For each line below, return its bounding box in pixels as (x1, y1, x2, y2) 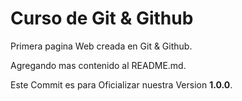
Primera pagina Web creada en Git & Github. (10, 40, 193, 52)
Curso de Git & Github (10, 7, 194, 30)
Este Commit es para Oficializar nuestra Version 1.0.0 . (10, 78, 233, 91)
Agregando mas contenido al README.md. (10, 59, 187, 71)
